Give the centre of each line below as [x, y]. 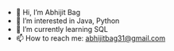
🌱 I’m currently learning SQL [62, 29]
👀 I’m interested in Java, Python [68, 21]
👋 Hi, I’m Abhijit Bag [48, 12]
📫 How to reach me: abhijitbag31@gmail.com [91, 38]
